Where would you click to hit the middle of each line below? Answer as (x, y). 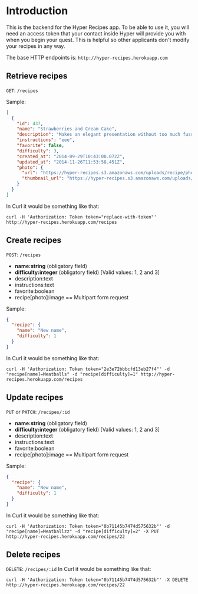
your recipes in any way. (36, 46)
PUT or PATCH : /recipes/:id (38, 412)
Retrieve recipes (37, 76)
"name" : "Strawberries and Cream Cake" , (67, 129)
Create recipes (34, 240)
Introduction (37, 11)
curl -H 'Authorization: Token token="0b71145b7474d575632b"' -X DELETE (97, 580)
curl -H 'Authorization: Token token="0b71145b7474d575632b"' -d (88, 526)
